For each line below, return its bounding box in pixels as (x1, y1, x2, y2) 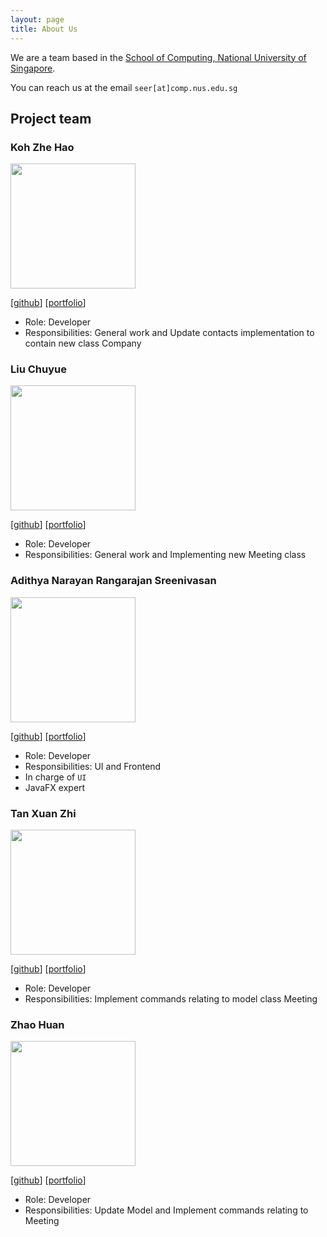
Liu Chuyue (10, 362, 67, 376)
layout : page (10, 14, 65, 25)
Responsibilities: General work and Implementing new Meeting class (24, 549, 307, 561)
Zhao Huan (10, 1018, 65, 1031)
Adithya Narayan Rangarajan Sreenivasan (10, 574, 217, 588)
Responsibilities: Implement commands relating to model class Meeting (24, 993, 318, 1005)
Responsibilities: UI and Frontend (24, 760, 162, 772)
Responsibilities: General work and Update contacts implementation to (24, 327, 315, 339)
